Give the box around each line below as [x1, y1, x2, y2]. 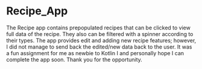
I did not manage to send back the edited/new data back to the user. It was [6, 43, 192, 50]
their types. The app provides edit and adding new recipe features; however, [6, 37, 197, 44]
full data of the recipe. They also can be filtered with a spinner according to [6, 30, 194, 37]
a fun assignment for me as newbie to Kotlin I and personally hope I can [6, 49, 185, 56]
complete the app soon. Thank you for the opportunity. [6, 56, 143, 63]
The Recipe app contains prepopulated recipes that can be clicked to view [6, 24, 191, 31]
